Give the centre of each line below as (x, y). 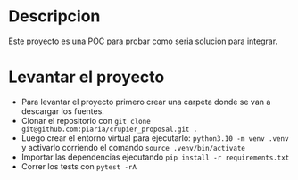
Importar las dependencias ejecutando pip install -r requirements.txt (155, 157)
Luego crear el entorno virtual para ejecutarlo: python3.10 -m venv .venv (155, 138)
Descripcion (54, 16)
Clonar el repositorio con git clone (86, 120)
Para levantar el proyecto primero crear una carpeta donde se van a (146, 102)
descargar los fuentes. (62, 111)
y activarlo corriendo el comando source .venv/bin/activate (133, 147)
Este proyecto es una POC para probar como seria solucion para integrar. (143, 41)
